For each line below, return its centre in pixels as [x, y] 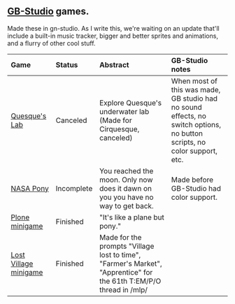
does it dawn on [126, 188]
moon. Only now [126, 180]
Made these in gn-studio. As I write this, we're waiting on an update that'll [114, 28]
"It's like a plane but [131, 217]
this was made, [196, 89]
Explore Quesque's [130, 103]
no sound [187, 107]
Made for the [120, 237]
